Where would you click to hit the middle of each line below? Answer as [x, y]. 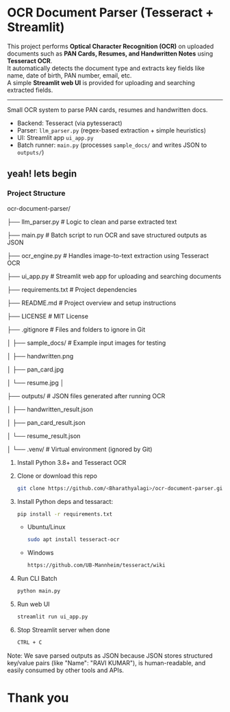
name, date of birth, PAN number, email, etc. [69, 75]
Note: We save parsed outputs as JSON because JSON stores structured [110, 655]
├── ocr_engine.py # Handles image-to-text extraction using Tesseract [108, 255]
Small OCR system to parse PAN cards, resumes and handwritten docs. [107, 110]
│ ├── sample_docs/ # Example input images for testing [87, 343]
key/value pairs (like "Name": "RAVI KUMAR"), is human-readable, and [106, 663]
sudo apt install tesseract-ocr [73, 540]
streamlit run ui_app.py [52, 617]
